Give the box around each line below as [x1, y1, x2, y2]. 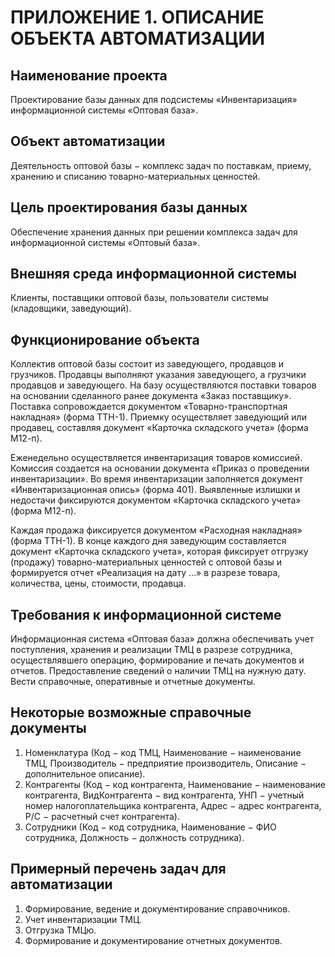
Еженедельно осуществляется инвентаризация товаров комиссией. [10, 452, 303, 464]
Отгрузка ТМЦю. [24, 924, 97, 936]
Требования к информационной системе [10, 606, 282, 623]
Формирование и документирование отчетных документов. [24, 934, 283, 946]
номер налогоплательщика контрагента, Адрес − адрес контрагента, [24, 799, 322, 811]
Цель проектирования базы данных [10, 199, 248, 216]
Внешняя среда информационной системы [10, 266, 297, 283]
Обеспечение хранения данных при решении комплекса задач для [10, 226, 298, 238]
